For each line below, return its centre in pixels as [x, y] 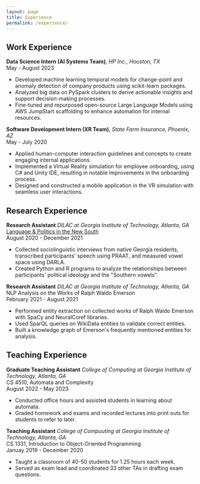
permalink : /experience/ [37, 23]
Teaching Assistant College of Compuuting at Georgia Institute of [88, 431]
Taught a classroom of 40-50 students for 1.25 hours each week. [95, 461]
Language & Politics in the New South [52, 232]
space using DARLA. [40, 262]
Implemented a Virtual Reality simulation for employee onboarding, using [104, 167]
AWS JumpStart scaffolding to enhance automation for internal [92, 111]
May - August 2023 [30, 68]
